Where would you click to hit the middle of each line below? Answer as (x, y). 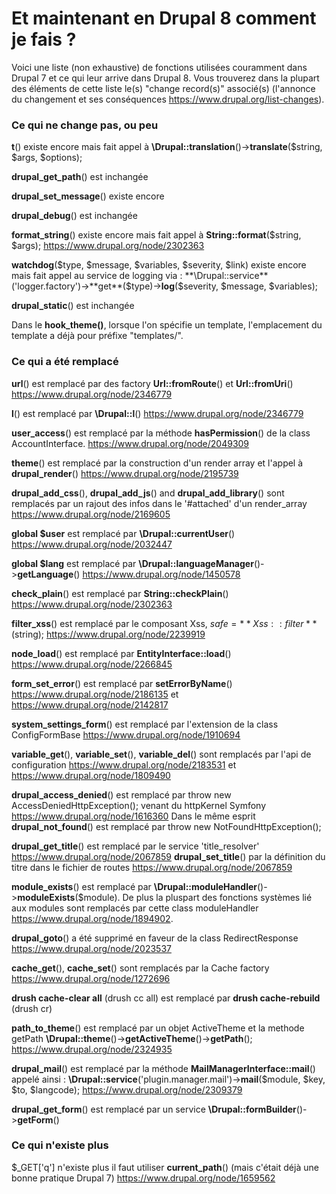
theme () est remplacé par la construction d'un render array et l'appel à (157, 463)
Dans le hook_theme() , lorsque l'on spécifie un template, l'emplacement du (167, 325)
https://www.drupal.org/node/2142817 (90, 704)
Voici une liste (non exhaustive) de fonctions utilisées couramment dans (159, 67)
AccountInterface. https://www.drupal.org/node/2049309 (130, 443)
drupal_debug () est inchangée (74, 216)
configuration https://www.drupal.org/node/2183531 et (124, 764)
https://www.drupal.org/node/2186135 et (95, 694)
